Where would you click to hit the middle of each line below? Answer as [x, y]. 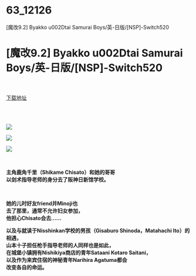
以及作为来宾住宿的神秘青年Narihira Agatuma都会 [67, 260]
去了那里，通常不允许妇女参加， [45, 211]
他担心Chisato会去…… [34, 218]
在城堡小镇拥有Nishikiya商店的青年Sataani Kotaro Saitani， [79, 253]
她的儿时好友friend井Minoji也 [42, 203]
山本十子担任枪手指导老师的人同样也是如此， [60, 245]
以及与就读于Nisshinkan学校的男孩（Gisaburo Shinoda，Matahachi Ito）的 [98, 230]
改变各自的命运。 [27, 267]
